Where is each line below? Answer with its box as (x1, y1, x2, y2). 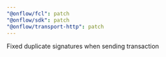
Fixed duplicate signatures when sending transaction (6, 42, 159, 51)
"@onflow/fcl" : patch (6, 10, 70, 17)
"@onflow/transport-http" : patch (6, 23, 104, 30)
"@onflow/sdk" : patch (6, 17, 70, 24)
